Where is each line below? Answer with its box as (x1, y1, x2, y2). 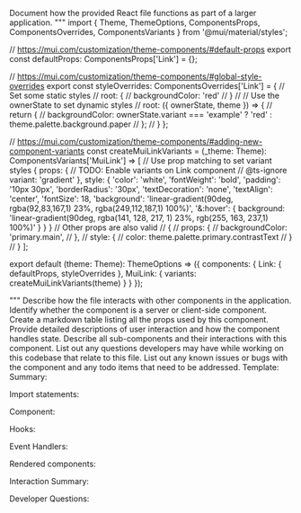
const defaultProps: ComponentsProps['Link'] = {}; (9, 54, 198, 64)
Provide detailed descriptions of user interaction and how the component (9, 323, 280, 334)
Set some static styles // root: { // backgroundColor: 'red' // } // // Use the (9, 90, 280, 101)
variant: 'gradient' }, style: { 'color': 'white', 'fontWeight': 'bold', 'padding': (9, 174, 281, 185)
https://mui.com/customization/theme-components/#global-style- (17, 71, 262, 82)
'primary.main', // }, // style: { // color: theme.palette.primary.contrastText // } (9, 232, 293, 242)
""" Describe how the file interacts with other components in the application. (9, 296, 292, 305)
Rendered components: (9, 458, 96, 469)
